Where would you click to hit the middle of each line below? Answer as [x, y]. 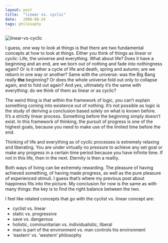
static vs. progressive [34, 214]
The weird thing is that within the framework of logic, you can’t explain [77, 100]
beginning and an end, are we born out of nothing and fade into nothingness [84, 64]
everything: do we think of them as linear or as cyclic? [61, 90]
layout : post [19, 10]
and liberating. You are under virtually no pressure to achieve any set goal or [84, 147]
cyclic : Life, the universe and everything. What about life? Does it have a [79, 59]
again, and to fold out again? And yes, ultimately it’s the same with [73, 85]
